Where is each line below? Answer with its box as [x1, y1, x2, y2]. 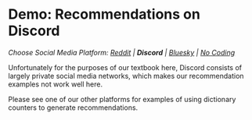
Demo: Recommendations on [8, 5, 201, 23]
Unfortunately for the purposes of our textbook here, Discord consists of [8, 62, 243, 72]
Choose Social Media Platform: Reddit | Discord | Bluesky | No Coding [8, 48, 236, 57]
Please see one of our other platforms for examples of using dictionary [8, 94, 236, 104]
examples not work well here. [8, 79, 103, 89]
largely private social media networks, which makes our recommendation [8, 71, 244, 80]
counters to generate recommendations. [8, 103, 139, 112]
